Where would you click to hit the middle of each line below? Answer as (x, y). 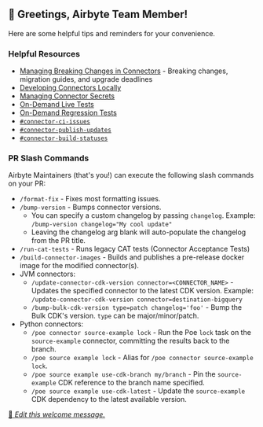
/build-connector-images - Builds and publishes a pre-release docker (132, 257)
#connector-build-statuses (64, 138)
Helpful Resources (44, 53)
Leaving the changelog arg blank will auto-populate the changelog (139, 232)
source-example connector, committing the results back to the (130, 341)
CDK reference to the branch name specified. (131, 383)
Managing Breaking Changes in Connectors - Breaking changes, (124, 71)
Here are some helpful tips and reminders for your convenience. (112, 33)
